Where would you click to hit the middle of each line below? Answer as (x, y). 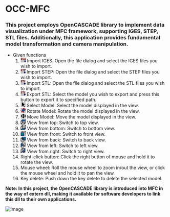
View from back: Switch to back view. (67, 140)
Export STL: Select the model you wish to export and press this (93, 94)
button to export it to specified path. (58, 100)
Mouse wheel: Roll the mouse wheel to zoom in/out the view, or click (93, 168)
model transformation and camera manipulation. (67, 44)
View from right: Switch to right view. (66, 152)
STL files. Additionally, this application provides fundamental (83, 38)
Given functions (29, 55)
